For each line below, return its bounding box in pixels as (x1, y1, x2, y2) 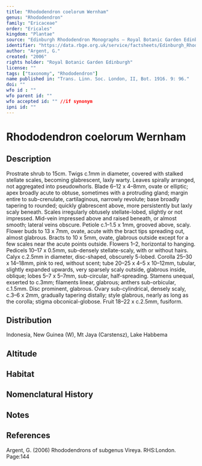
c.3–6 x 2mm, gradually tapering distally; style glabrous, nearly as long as (6, 291, 189, 299)
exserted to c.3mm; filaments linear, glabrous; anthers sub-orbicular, (6, 278, 176, 286)
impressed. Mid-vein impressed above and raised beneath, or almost (6, 214, 177, 222)
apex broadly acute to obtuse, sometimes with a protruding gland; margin (6, 189, 188, 196)
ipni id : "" (6, 104, 36, 110)
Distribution (6, 315, 52, 325)
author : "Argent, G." (6, 48, 61, 54)
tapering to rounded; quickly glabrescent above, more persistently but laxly (6, 202, 192, 209)
